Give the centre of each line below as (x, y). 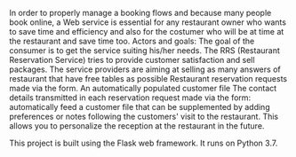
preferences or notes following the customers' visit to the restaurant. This (144, 116)
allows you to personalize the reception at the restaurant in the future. (137, 126)
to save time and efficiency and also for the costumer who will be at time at (147, 31)
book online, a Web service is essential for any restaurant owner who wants (148, 22)
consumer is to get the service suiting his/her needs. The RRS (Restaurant (144, 51)
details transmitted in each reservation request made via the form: (130, 98)
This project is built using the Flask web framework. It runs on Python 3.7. (144, 143)
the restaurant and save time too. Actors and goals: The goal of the (132, 41)
